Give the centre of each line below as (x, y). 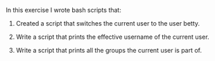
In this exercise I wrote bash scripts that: (63, 10)
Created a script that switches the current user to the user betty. (108, 23)
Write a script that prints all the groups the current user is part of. (109, 50)
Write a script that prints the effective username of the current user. (112, 37)
